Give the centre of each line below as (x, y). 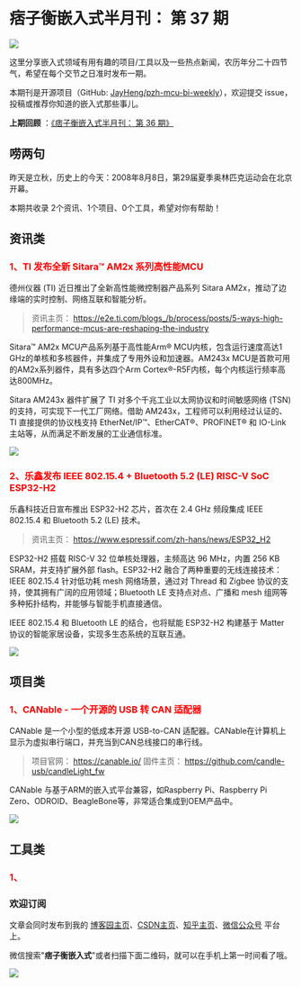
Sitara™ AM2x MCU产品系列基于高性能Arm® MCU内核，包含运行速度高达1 (146, 347)
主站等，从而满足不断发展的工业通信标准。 (88, 434)
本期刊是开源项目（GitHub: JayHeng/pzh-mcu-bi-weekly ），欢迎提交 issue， (151, 92)
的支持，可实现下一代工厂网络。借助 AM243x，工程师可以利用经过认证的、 (148, 412)
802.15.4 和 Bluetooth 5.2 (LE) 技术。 (77, 520)
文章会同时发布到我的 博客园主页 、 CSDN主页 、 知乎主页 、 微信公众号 (136, 925)
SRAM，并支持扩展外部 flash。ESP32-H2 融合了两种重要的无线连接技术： (146, 569)
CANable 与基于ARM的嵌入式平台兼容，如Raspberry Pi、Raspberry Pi (138, 790)
